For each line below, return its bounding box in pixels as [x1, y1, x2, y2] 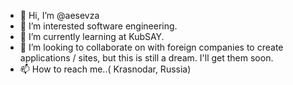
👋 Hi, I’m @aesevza [19, 10, 100, 21]
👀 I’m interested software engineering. [19, 20, 178, 32]
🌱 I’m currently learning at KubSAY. [19, 31, 165, 42]
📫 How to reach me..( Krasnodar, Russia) [19, 63, 192, 75]
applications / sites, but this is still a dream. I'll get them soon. [19, 52, 274, 64]
